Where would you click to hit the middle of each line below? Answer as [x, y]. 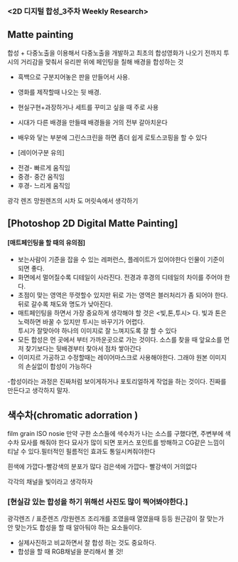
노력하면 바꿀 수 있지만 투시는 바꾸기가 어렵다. [81, 322]
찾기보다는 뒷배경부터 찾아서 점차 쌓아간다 [83, 349]
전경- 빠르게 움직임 [44, 167]
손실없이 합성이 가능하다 [59, 366]
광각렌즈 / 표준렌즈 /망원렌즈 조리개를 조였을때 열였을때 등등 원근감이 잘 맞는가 [116, 519]
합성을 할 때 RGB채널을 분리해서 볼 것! [70, 552]
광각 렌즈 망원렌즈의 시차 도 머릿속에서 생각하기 [73, 200]
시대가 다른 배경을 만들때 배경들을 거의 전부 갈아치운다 [93, 122]
